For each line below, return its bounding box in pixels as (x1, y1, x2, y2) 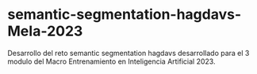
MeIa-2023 (7, 22, 83, 40)
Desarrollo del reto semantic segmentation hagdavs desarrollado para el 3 (7, 48, 250, 57)
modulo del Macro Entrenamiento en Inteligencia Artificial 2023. (7, 57, 216, 66)
